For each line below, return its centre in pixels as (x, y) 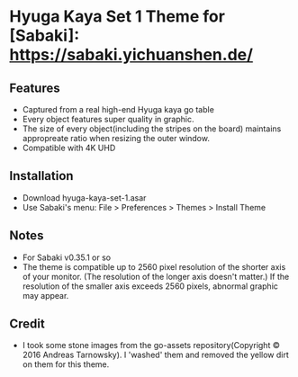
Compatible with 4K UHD (69, 148)
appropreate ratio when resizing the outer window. (116, 138)
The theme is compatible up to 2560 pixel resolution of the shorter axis (154, 266)
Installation (41, 176)
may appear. (45, 295)
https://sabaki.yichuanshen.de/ (131, 55)
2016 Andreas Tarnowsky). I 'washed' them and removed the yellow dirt (156, 355)
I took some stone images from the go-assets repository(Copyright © (151, 346)
